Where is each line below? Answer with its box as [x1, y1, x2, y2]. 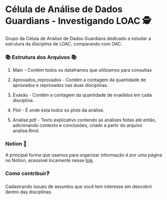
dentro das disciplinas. [5, 188, 53, 195]
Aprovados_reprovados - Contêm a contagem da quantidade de [12, 77, 146, 83]
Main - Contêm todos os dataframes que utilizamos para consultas [12, 67, 152, 73]
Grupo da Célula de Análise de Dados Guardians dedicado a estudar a [5, 35, 151, 41]
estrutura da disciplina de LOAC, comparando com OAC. [5, 40, 122, 46]
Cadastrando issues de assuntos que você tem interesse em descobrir [5, 183, 153, 189]
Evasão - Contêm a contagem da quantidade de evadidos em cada [12, 92, 152, 98]
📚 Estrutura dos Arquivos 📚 [5, 54, 77, 61]
